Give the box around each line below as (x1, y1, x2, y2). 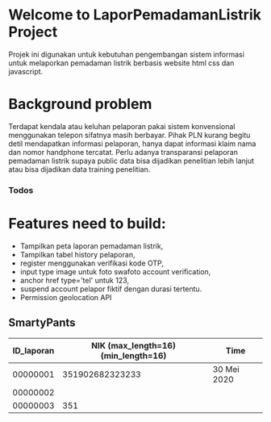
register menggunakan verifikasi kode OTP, (19, 258, 164, 268)
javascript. (8, 66, 44, 76)
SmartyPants (8, 316, 76, 330)
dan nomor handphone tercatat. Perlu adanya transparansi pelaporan (8, 147, 238, 157)
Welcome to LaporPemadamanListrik (8, 6, 262, 24)
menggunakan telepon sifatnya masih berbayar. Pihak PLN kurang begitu (8, 130, 251, 140)
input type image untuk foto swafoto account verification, (19, 266, 211, 276)
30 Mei (212, 363, 240, 374)
